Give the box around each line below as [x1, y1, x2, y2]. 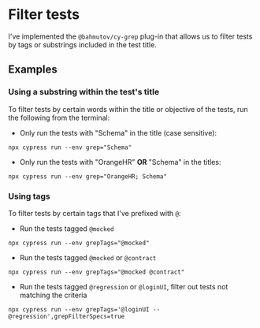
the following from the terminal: [8, 113, 110, 122]
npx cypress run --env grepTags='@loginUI [8, 305, 150, 313]
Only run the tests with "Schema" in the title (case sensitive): [19, 128, 217, 137]
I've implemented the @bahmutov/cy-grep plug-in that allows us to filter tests [8, 32, 253, 41]
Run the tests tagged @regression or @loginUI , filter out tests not [19, 281, 228, 291]
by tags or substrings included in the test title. [8, 39, 158, 49]
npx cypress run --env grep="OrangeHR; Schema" [8, 172, 168, 181]
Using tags [8, 191, 51, 202]
